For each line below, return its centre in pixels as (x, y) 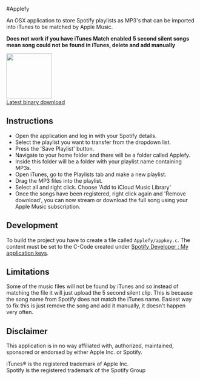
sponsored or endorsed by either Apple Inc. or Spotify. (74, 352)
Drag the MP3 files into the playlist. (59, 180)
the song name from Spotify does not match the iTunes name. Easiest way (99, 300)
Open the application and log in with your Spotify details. (86, 136)
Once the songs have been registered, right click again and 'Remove (100, 194)
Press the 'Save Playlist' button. (55, 148)
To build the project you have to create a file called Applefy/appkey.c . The (98, 240)
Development (32, 225)
